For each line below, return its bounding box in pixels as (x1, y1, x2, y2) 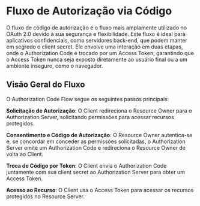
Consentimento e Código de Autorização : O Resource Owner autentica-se (6, 131, 193, 138)
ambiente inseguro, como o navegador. (6, 62, 103, 69)
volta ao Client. (6, 150, 44, 157)
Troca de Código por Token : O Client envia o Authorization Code (6, 162, 167, 169)
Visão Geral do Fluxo (6, 80, 85, 90)
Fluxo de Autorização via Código (6, 4, 172, 18)
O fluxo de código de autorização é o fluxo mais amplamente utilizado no (6, 24, 187, 31)
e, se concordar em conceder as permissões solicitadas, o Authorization (6, 138, 186, 145)
